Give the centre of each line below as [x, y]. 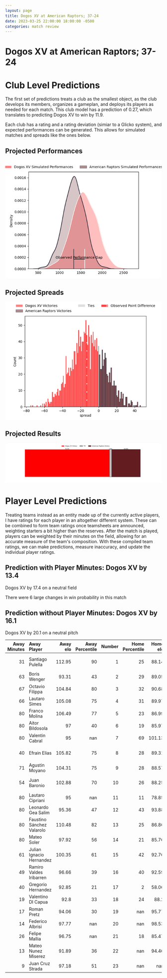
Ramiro [36, 867]
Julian [35, 849]
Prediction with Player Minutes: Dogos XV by [76, 568]
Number [110, 647]
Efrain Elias [41, 753]
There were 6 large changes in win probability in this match [66, 597]
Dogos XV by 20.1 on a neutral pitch [42, 633]
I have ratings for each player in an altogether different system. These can [81, 520]
